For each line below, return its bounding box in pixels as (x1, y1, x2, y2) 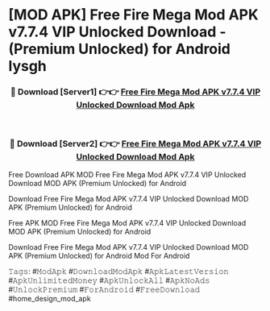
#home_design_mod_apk (8, 293, 91, 303)
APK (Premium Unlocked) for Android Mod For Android (8, 251, 190, 260)
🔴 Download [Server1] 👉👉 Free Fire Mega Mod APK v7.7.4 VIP (10, 86, 261, 97)
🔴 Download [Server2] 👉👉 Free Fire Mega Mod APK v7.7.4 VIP (9, 139, 262, 150)
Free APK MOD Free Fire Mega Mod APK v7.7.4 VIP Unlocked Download (8, 218, 247, 227)
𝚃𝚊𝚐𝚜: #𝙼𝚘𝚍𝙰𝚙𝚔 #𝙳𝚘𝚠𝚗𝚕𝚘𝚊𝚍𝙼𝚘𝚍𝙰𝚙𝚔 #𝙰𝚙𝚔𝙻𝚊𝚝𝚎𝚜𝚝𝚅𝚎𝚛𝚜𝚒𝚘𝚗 (8, 266, 230, 276)
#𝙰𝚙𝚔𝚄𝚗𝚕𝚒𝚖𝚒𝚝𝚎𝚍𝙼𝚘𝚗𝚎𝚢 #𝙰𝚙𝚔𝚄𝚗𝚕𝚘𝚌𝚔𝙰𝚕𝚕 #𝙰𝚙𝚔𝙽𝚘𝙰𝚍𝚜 (8, 276, 210, 285)
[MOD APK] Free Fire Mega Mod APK (8, 6, 260, 24)
